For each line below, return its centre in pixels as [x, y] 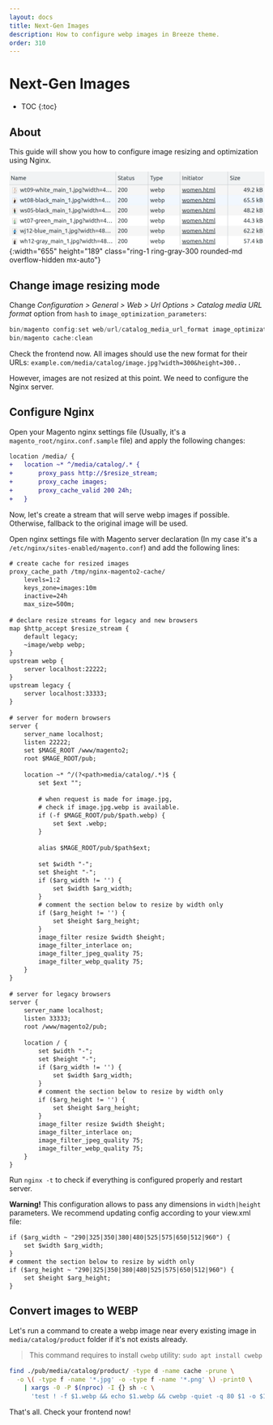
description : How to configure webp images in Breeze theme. [115, 34]
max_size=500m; [49, 604]
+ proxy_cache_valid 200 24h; [71, 491]
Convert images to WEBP [74, 1311]
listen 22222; [47, 742]
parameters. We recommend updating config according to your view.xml [130, 1213]
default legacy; [51, 637]
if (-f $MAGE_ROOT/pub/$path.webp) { [102, 815]
